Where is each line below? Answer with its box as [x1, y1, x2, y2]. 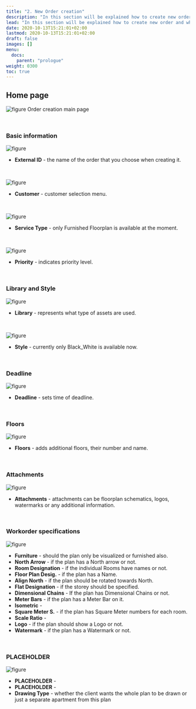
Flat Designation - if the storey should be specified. [14, 583, 139, 590]
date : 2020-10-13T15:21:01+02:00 [6, 25, 87, 31]
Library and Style [6, 285, 56, 293]
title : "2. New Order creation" [6, 8, 85, 15]
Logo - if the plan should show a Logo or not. [14, 621, 124, 628]
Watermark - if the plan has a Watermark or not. [14, 626, 131, 633]
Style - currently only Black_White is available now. [14, 343, 138, 350]
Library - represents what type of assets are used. [14, 309, 136, 316]
